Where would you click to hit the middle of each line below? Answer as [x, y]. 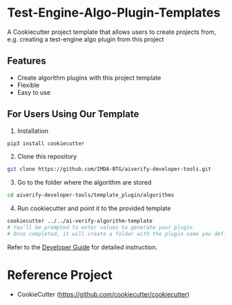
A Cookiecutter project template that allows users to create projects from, [112, 32]
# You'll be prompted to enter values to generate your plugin [100, 228]
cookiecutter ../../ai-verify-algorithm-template [80, 221]
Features [27, 61]
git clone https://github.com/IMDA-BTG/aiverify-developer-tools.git [109, 169]
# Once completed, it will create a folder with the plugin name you [109, 234]
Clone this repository [47, 156]
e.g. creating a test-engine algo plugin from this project [86, 39]
